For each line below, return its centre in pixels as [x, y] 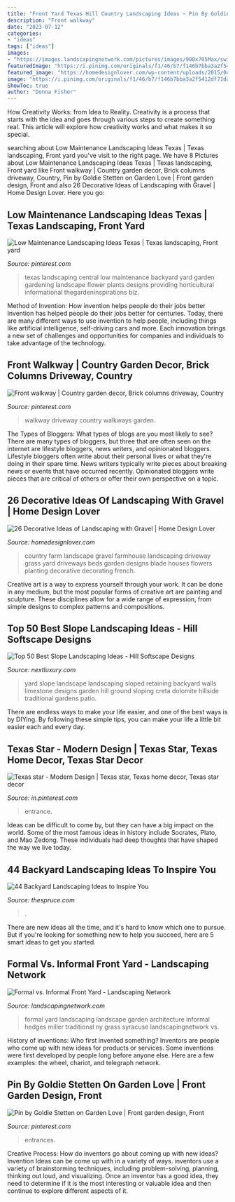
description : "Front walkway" [51, 20]
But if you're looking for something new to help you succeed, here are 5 [111, 935]
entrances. [40, 1140]
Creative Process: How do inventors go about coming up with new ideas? [113, 1153]
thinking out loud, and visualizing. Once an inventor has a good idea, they [113, 1175]
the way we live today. [40, 848]
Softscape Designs [50, 639]
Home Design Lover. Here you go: [56, 193]
